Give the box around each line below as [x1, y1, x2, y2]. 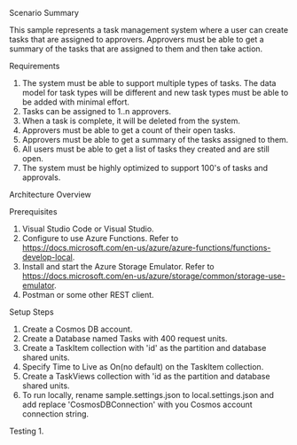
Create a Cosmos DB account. [21, 324, 133, 334]
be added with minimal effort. [21, 97, 130, 107]
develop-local [21, 252, 73, 262]
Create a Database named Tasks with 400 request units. [21, 333, 228, 344]
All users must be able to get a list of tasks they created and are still [21, 144, 270, 154]
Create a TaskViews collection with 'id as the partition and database [21, 371, 270, 381]
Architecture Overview [9, 190, 91, 199]
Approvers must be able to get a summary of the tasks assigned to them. [21, 135, 289, 144]
